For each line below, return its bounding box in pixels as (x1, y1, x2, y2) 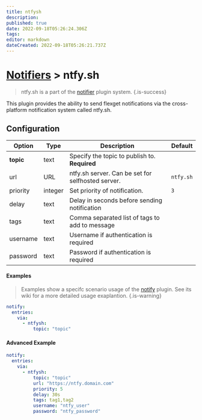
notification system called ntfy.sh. (28, 106, 112, 113)
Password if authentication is (69, 248, 151, 256)
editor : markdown (6, 37, 50, 43)
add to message (69, 221, 115, 229)
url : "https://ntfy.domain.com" (32, 380, 114, 386)
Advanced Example (6, 339, 56, 346)
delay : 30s (32, 392, 61, 398)
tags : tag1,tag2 (32, 397, 74, 403)
